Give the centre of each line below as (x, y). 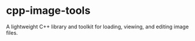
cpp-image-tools (48, 11)
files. (12, 32)
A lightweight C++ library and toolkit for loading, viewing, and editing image (97, 27)
